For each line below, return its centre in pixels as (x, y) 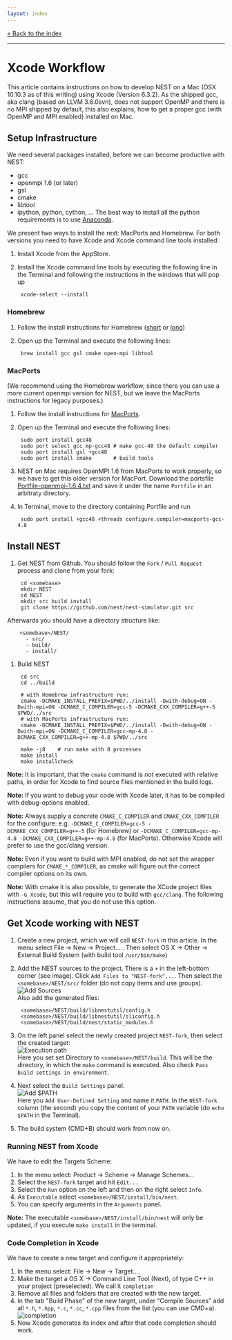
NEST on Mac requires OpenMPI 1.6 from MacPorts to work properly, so (119, 471)
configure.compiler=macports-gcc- (175, 519)
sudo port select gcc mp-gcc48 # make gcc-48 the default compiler (119, 446)
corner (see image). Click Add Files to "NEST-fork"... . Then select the (119, 975)
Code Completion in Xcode (53, 1242)
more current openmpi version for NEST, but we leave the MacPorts (104, 393)
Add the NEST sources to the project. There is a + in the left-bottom (113, 968)
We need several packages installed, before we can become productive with (116, 155)
